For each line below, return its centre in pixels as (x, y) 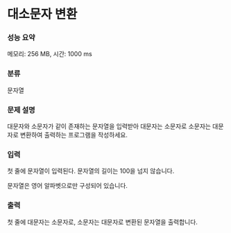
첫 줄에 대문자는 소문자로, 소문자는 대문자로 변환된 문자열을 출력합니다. (102, 222)
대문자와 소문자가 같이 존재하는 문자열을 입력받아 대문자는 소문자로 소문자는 (109, 126)
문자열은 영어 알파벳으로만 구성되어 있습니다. (68, 186)
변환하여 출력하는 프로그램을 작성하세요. (74, 135)
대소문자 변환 (42, 14)
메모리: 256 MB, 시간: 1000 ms (50, 54)
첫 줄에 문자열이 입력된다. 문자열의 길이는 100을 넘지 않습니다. (91, 171)
